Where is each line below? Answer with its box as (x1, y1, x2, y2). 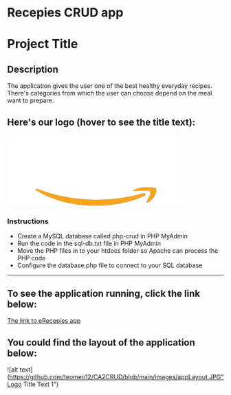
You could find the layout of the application (7, 337, 196, 348)
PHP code (16, 254, 46, 262)
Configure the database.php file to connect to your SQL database (16, 261, 203, 269)
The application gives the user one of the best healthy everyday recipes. (7, 82, 212, 90)
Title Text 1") (23, 380, 59, 388)
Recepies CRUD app (7, 5, 124, 21)
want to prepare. (7, 96, 54, 104)
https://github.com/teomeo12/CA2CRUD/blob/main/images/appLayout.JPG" (9, 372, 224, 381)
